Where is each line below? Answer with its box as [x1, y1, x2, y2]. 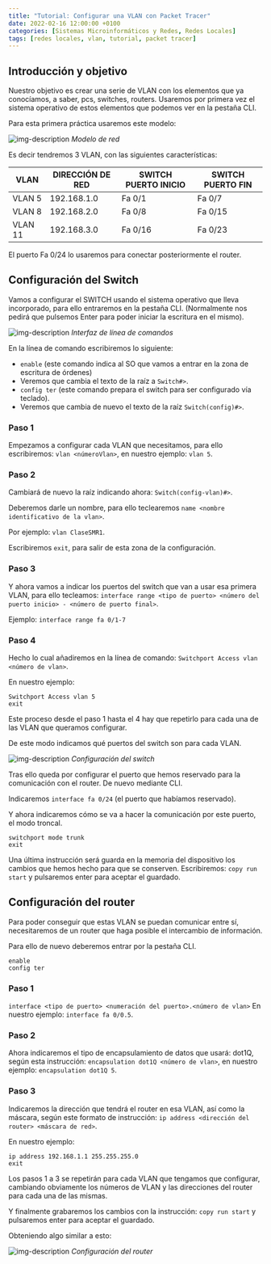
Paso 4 [8, 634, 36, 646]
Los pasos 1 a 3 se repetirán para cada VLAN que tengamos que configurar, [8, 1173, 261, 1183]
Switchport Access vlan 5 [8, 693, 95, 702]
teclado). [19, 393, 50, 402]
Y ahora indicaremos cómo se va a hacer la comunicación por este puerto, [8, 810, 256, 819]
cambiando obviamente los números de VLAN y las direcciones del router [8, 1182, 253, 1192]
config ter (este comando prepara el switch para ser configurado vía [19, 385, 252, 394]
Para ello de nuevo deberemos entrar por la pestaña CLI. [8, 941, 197, 950]
